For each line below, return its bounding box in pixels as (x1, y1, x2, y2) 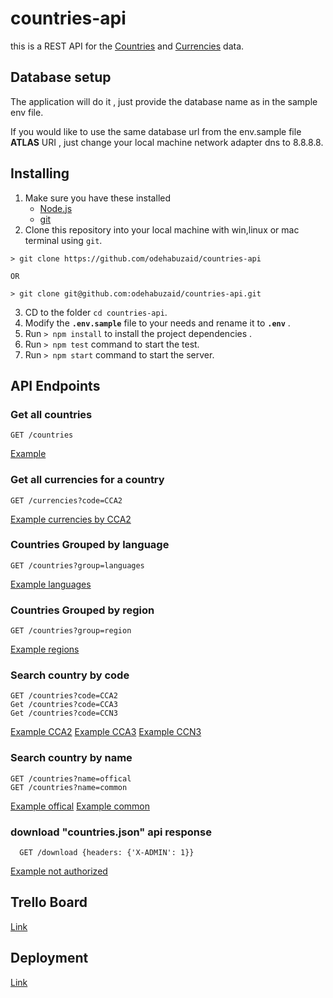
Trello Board (10, 894, 88, 911)
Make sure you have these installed (24, 192, 171, 204)
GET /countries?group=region (10, 626, 132, 636)
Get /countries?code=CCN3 (10, 708, 118, 719)
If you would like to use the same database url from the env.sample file (10, 125, 302, 137)
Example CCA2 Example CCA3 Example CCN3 (10, 726, 202, 738)
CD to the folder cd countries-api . (24, 306, 168, 318)
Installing (10, 165, 70, 182)
